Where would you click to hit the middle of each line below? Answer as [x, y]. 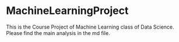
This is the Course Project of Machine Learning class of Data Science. [90, 27]
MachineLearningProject [67, 11]
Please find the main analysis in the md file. [58, 33]
